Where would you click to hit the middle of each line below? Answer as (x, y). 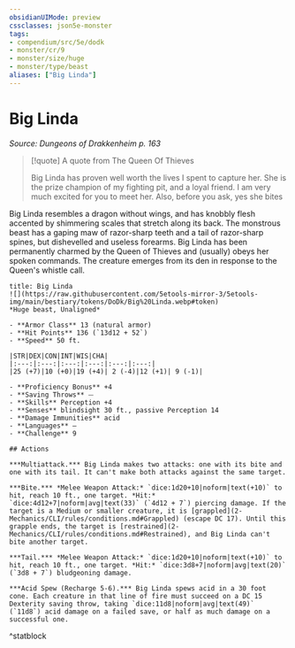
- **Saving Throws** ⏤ (52, 395)
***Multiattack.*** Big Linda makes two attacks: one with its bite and (146, 464)
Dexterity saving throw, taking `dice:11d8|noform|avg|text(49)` (132, 604)
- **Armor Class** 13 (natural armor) (80, 325)
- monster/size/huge (47, 58)
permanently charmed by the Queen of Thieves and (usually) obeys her (139, 251)
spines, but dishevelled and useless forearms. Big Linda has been (129, 242)
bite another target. (49, 542)
